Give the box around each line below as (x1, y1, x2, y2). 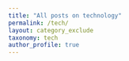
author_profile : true (8, 41, 80, 49)
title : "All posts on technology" (8, 11, 123, 20)
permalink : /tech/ (8, 19, 69, 27)
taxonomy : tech (8, 33, 59, 42)
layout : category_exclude (8, 26, 93, 34)
